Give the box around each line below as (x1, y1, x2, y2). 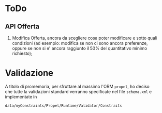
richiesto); (12, 50, 32, 56)
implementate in (5, 94, 37, 99)
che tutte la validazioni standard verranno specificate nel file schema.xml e (5, 88, 152, 95)
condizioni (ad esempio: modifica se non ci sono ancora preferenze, (12, 40, 148, 46)
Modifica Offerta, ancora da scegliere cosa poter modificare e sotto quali (12, 35, 158, 41)
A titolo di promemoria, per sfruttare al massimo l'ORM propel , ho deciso (5, 83, 150, 89)
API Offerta (5, 22, 40, 31)
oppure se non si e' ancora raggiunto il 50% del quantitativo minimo (12, 46, 147, 51)
